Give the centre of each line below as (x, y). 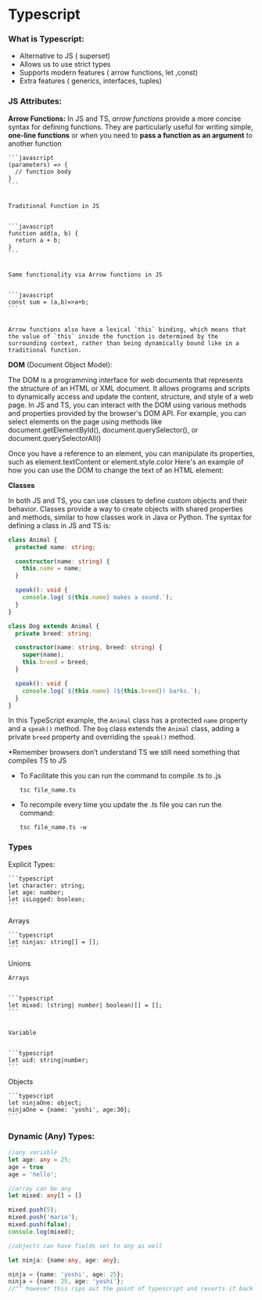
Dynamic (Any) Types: (52, 1136)
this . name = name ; (52, 569)
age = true (26, 1167)
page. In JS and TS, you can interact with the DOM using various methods (127, 405)
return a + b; (38, 240)
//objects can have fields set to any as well (85, 1246)
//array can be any (40, 1189)
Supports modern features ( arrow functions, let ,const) (108, 73)
